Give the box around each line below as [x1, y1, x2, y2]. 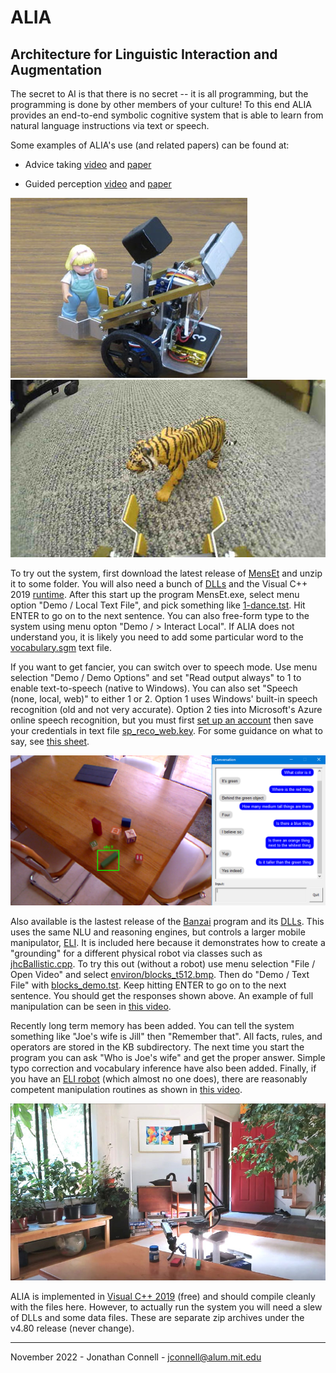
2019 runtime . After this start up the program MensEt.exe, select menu [10, 588, 300, 600]
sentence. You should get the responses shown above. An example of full [10, 989, 314, 1001]
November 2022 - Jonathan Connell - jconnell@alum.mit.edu [10, 1351, 262, 1363]
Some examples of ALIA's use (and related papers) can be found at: [10, 139, 290, 151]
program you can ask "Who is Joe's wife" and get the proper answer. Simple [10, 1051, 326, 1063]
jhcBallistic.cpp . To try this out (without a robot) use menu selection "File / [10, 957, 316, 970]
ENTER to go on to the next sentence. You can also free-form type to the [10, 609, 310, 621]
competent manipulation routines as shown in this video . [10, 1083, 243, 1095]
